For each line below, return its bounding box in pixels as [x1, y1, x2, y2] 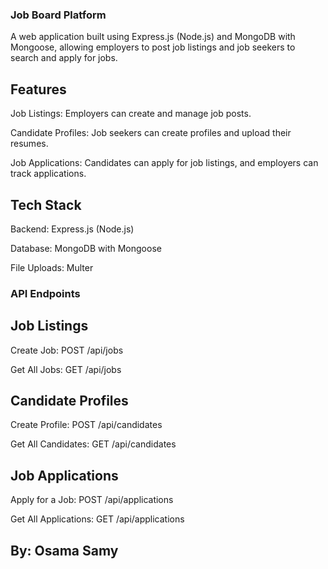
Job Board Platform [10, 8, 107, 22]
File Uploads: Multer [10, 261, 94, 273]
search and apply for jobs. [10, 52, 118, 64]
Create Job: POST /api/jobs [10, 344, 124, 356]
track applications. [10, 168, 87, 180]
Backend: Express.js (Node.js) [10, 223, 135, 235]
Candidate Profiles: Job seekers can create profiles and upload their [10, 127, 292, 139]
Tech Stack [10, 196, 82, 213]
